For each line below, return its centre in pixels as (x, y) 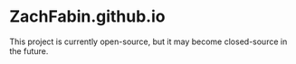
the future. (29, 50)
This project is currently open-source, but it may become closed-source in (148, 41)
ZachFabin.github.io (87, 17)
